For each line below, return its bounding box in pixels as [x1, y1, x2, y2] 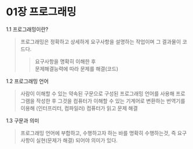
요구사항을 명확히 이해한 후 [34, 58, 96, 65]
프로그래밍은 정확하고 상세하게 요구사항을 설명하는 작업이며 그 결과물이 [20, 38, 181, 45]
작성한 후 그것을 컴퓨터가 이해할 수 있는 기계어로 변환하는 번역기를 [36, 97, 185, 104]
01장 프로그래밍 [6, 5, 77, 19]
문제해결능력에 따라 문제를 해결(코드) [34, 65, 118, 72]
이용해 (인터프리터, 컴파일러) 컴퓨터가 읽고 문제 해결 [20, 105, 138, 112]
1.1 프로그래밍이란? [6, 26, 48, 33]
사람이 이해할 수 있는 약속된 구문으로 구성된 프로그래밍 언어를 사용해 [20, 90, 175, 97]
